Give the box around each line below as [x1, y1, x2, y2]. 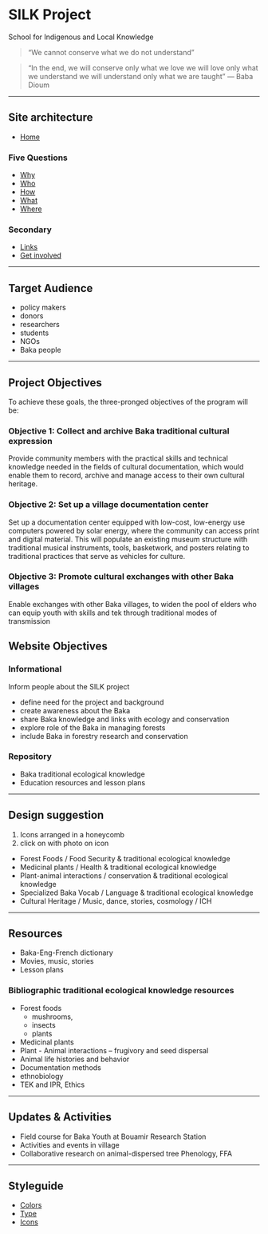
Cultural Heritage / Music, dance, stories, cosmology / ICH [19, 896, 212, 905]
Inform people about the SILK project [8, 681, 130, 691]
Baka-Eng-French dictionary [19, 948, 113, 957]
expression [8, 435, 53, 446]
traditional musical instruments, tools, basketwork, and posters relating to [8, 542, 250, 553]
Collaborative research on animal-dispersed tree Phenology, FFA [19, 1148, 233, 1158]
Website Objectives [8, 640, 108, 653]
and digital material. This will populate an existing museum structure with [8, 534, 248, 544]
